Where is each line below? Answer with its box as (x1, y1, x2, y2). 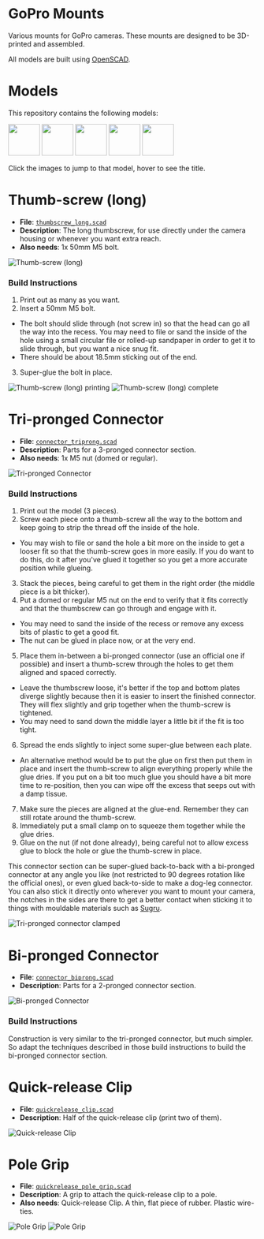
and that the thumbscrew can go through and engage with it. (19, 604, 217, 614)
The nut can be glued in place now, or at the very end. (19, 636, 195, 645)
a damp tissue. (19, 789, 69, 799)
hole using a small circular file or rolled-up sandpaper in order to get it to (19, 336, 256, 345)
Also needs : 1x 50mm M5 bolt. (19, 242, 120, 252)
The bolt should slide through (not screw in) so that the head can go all (19, 319, 251, 328)
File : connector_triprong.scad (19, 437, 117, 446)
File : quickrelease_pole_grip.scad (19, 1181, 132, 1191)
